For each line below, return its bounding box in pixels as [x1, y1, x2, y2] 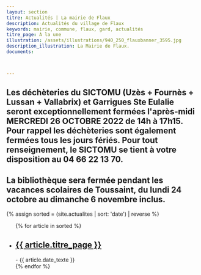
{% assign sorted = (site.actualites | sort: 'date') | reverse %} [6, 210, 160, 218]
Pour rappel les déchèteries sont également [6, 126, 177, 136]
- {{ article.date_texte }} [15, 256, 75, 263]
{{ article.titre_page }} [15, 240, 102, 251]
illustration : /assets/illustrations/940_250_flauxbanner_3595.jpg [6, 37, 182, 43]
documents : [6, 49, 34, 55]
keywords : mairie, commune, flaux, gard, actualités [6, 26, 144, 32]
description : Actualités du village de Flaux [6, 20, 124, 26]
